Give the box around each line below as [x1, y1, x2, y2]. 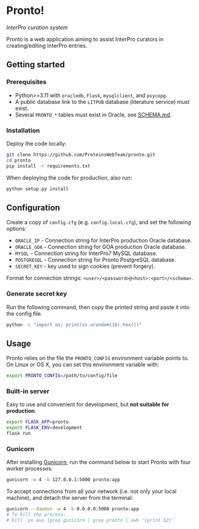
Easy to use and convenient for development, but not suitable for [6, 401, 169, 408]
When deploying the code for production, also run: [6, 174, 132, 181]
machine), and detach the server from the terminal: [6, 494, 134, 502]
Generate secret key [6, 290, 68, 298]
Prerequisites [6, 78, 47, 86]
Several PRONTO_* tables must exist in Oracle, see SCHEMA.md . [15, 111, 172, 118]
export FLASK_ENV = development [6, 425, 83, 431]
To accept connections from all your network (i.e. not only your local [6, 488, 177, 495]
